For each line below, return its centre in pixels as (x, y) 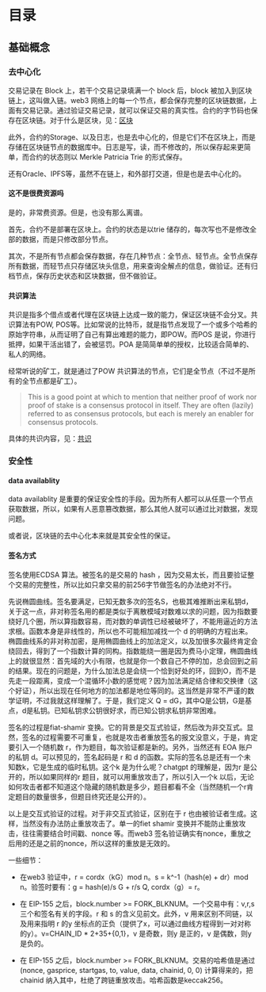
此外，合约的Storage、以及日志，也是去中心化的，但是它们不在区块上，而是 (132, 137)
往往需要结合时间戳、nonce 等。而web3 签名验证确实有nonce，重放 (133, 833)
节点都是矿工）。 (55, 381)
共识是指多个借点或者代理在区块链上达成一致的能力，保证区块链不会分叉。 (129, 315)
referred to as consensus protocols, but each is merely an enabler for (141, 414)
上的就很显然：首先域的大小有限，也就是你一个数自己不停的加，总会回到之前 (133, 661)
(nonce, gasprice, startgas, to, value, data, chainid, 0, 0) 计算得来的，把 (136, 970)
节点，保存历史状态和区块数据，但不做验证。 (87, 276)
